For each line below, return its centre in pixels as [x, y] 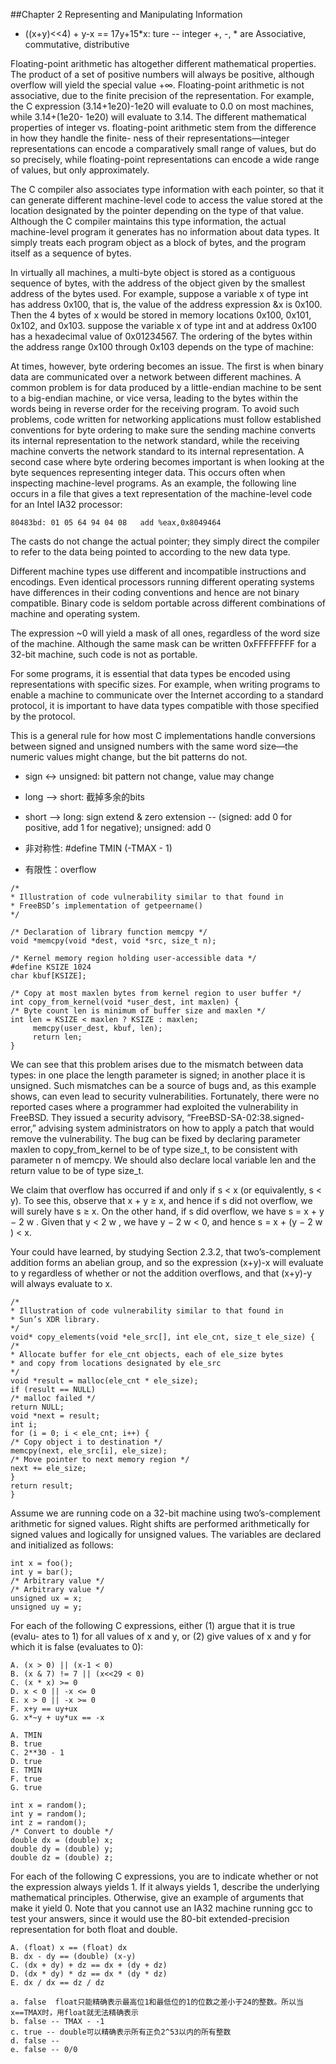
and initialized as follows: [62, 1545]
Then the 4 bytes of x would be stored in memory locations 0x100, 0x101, [161, 315]
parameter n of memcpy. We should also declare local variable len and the [163, 1160]
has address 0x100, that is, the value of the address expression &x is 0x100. [166, 304]
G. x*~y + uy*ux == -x [57, 1718]
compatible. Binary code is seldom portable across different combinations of [168, 603]
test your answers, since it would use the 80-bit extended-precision [150, 1918]
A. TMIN [26, 1735]
